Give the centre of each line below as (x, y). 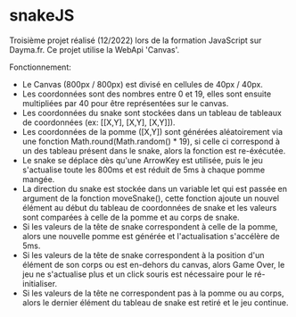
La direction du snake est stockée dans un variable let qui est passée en (155, 188)
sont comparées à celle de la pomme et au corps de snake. (131, 217)
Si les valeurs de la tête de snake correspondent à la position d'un (143, 254)
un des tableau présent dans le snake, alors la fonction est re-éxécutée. (154, 150)
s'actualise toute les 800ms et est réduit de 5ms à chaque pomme (144, 170)
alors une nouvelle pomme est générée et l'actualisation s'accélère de (151, 236)
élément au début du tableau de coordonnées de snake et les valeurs (149, 207)
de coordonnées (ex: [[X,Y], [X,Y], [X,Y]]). (99, 122)
